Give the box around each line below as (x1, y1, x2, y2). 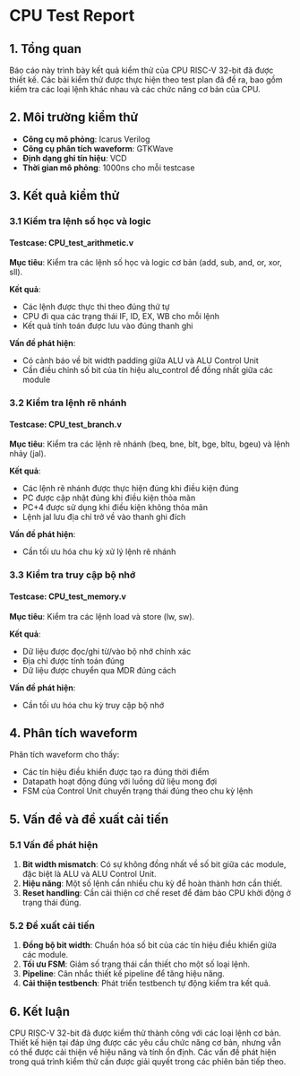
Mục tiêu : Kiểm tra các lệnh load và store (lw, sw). (9, 611, 195, 621)
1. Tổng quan (9, 41, 82, 56)
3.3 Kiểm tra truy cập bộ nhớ (9, 568, 136, 581)
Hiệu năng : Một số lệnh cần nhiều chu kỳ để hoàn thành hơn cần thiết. (21, 878, 283, 889)
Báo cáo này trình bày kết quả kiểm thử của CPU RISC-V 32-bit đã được (9, 65, 274, 75)
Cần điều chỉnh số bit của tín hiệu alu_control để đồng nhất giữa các (21, 365, 273, 376)
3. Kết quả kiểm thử (9, 188, 120, 204)
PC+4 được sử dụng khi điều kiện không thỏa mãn (21, 502, 209, 513)
